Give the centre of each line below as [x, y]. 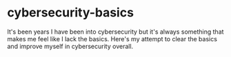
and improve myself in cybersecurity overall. [70, 46]
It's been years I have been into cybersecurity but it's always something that [115, 32]
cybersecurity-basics [71, 13]
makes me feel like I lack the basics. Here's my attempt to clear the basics [112, 38]
